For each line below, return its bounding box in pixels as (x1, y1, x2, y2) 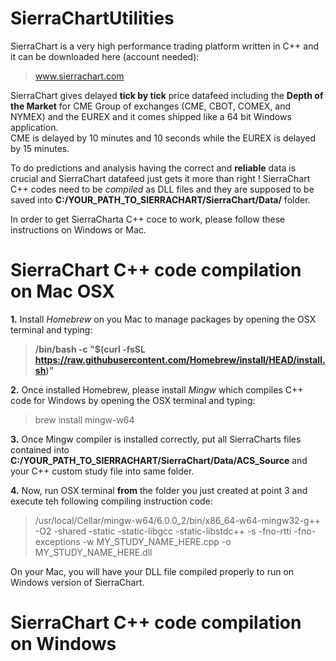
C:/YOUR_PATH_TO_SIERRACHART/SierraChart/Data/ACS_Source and (10, 454, 308, 466)
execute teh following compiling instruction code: (10, 495, 213, 507)
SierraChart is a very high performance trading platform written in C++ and (10, 40, 319, 52)
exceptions (34, 535, 81, 547)
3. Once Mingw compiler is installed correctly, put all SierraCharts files (10, 433, 302, 445)
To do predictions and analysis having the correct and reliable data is (10, 162, 297, 174)
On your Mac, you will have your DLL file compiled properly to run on (10, 565, 295, 577)
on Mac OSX (10, 280, 115, 303)
